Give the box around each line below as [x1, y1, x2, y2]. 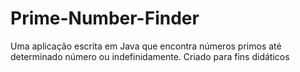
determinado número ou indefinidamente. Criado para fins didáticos [10, 50, 290, 62]
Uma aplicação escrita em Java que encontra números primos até [10, 40, 282, 52]
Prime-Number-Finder [10, 7, 200, 30]
